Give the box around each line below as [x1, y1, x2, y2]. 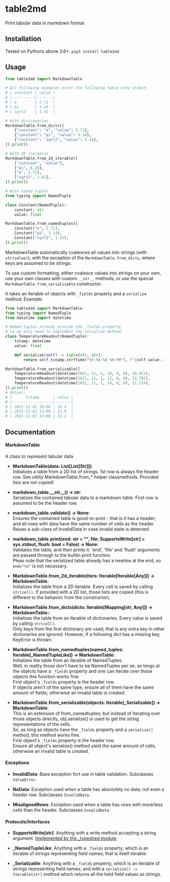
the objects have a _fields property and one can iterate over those [12, 668, 153, 674]
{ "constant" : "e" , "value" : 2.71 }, [14, 128, 90, 133]
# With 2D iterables [5, 151, 49, 156]
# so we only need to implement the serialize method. [5, 329, 123, 334]
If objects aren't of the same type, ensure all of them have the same [12, 684, 154, 690]
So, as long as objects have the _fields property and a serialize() [12, 726, 153, 733]
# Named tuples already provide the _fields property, [5, 324, 123, 329]
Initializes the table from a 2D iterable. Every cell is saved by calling [12, 583, 153, 590]
